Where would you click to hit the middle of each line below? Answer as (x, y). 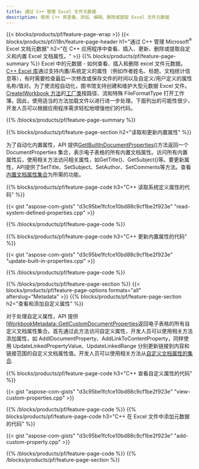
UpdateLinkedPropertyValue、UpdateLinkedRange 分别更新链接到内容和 (101, 346)
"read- (182, 207)
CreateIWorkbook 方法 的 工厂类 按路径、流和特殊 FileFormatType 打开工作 (95, 93)
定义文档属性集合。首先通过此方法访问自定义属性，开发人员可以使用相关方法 (99, 331)
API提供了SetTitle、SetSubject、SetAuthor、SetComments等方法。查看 (104, 167)
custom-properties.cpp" (36, 398)
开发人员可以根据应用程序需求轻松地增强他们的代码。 (71, 108)
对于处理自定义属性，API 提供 (42, 316)
